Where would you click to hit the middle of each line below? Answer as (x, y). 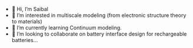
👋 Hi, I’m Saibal (30, 9)
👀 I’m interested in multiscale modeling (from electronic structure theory (99, 15)
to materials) (27, 21)
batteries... (25, 40)
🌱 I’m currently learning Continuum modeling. (66, 28)
